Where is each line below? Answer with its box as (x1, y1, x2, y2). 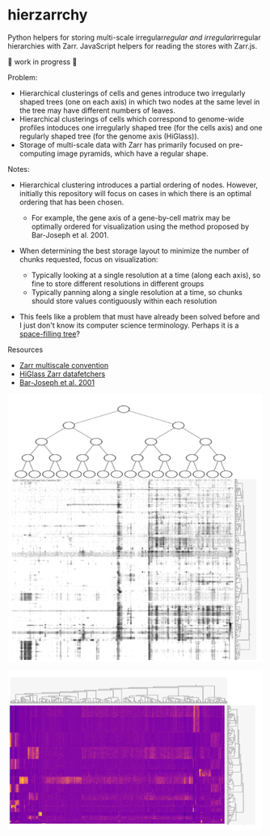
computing (19, 148, 56, 158)
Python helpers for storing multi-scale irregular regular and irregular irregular (7, 32, 261, 42)
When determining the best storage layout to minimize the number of (19, 246, 250, 255)
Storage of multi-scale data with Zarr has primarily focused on (19, 139, 227, 149)
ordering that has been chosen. (19, 197, 124, 207)
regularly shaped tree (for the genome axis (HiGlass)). (19, 131, 200, 141)
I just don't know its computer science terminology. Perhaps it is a (19, 320, 239, 330)
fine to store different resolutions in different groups (31, 278, 205, 289)
